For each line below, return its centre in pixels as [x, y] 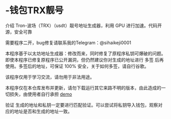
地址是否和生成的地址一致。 [43, 111]
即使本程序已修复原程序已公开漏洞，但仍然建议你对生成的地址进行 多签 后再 [84, 59]
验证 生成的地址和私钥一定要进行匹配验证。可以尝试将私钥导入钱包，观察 [82, 105]
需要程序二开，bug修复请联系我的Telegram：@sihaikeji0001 [68, 42]
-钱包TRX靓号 [34, 10]
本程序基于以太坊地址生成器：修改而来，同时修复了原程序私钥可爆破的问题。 [85, 53]
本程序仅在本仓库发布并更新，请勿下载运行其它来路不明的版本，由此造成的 [83, 87]
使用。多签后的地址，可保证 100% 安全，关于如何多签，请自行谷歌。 [77, 66]
